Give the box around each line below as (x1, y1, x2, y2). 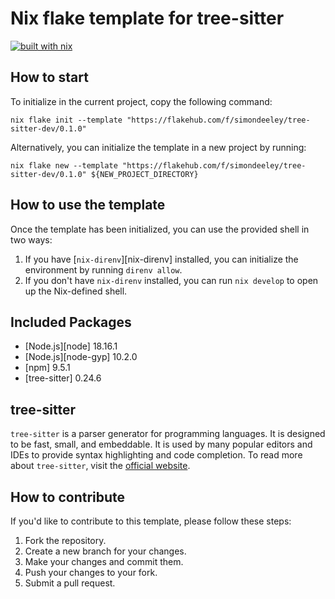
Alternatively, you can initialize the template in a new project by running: (10, 141, 307, 153)
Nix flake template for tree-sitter (10, 7, 285, 30)
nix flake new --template (10, 160, 118, 171)
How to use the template (10, 197, 166, 214)
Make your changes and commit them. (24, 556, 184, 567)
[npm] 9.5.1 (24, 362, 71, 374)
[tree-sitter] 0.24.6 (24, 372, 102, 384)
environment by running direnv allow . (24, 263, 183, 276)
